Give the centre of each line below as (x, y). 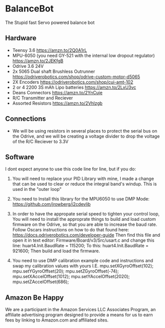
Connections (26, 119)
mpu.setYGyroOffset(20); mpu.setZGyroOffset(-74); (66, 271)
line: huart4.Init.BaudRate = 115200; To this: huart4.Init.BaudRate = (80, 246)
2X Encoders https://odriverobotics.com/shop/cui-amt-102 (73, 82)
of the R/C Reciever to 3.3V (40, 141)
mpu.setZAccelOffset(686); (40, 282)
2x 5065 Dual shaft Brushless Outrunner (54, 71)
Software (20, 157)
